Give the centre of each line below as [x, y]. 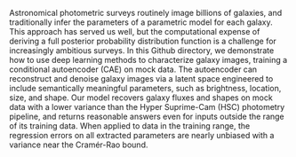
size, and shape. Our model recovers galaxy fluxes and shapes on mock [141, 98]
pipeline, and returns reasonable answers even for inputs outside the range [147, 116]
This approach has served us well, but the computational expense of [135, 31]
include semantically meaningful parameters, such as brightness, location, [145, 88]
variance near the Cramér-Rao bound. [79, 145]
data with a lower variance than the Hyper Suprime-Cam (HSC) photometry [147, 107]
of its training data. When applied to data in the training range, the [130, 126]
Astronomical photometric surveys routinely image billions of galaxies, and [146, 13]
